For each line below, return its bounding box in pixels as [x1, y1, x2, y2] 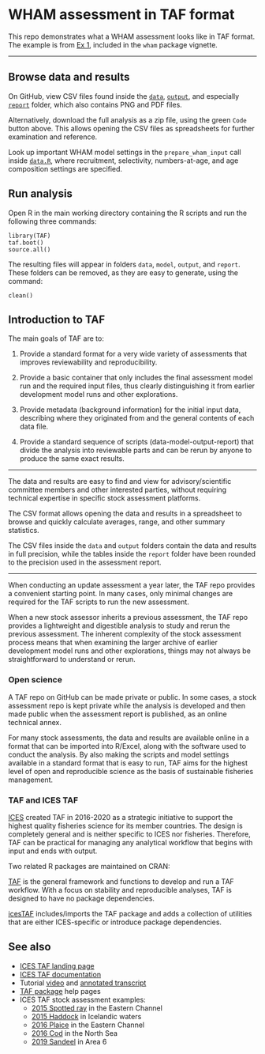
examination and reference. [8, 132, 98, 142]
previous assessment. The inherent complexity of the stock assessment [8, 629, 242, 639]
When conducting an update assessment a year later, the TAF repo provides [8, 580, 256, 590]
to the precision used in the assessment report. [8, 557, 162, 567]
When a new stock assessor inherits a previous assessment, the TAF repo [8, 613, 248, 622]
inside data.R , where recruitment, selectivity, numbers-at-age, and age [8, 156, 239, 165]
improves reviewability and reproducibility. [19, 357, 158, 367]
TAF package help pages [19, 986, 101, 995]
